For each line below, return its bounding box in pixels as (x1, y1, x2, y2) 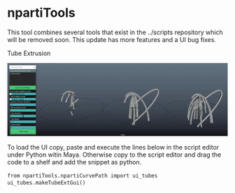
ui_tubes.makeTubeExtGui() (7, 179, 86, 186)
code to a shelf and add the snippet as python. (7, 157, 142, 166)
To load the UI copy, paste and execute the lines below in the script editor (7, 143, 220, 151)
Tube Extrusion (7, 49, 51, 57)
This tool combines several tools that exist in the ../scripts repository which (7, 28, 224, 36)
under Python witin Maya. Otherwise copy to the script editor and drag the (7, 150, 222, 159)
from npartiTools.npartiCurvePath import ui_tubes (7, 172, 158, 179)
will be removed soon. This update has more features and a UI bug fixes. (7, 35, 217, 43)
